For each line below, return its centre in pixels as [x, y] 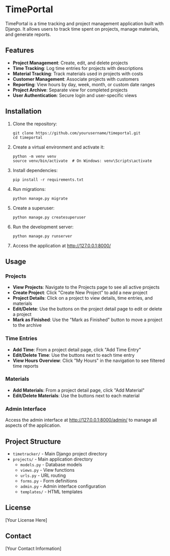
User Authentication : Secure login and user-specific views [75, 95]
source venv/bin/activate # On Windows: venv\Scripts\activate [82, 161]
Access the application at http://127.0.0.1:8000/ [62, 246]
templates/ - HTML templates [51, 492]
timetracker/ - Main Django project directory [60, 453]
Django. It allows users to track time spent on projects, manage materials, [82, 29]
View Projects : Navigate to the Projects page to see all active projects [86, 287]
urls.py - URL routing [43, 475]
